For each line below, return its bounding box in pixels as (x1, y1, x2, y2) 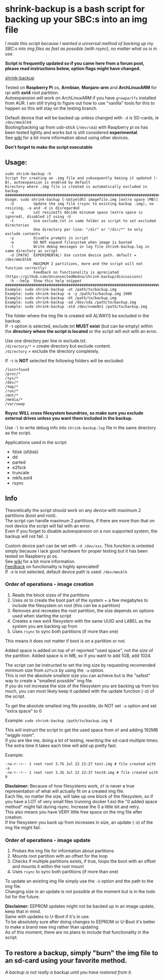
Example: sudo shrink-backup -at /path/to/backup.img (5, 287, 117, 292)
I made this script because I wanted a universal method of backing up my (5, 40, 154, 46)
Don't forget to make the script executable (5, 144, 93, 150)
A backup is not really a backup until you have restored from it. (5, 969, 132, 975)
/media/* (5, 397, 23, 402)
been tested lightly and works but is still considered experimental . (5, 129, 139, 135)
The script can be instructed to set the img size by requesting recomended (5, 662, 156, 668)
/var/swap (5, 401, 25, 406)
